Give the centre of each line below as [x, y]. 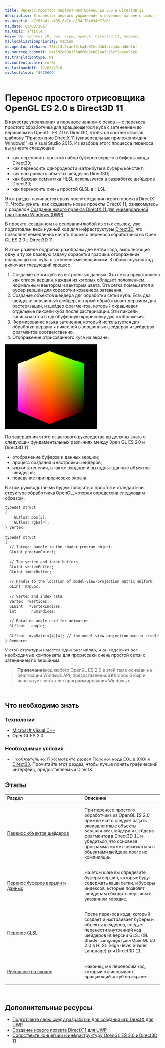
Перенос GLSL [22, 933]
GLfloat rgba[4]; [32, 523]
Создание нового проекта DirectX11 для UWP [59, 1030]
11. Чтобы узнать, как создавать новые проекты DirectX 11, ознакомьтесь [82, 204]
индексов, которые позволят [115, 888]
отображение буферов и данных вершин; [55, 457]
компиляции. [98, 857]
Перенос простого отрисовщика [75, 98]
